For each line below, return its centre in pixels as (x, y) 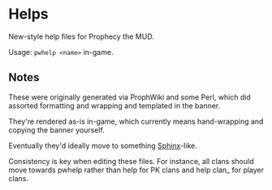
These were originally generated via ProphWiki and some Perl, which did (130, 97)
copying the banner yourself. (57, 129)
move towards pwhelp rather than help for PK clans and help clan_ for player (136, 170)
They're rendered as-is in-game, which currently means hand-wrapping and (136, 121)
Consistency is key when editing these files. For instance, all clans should (131, 161)
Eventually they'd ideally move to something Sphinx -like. (103, 146)
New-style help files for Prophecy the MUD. (81, 36)
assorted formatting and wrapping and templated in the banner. (114, 105)
